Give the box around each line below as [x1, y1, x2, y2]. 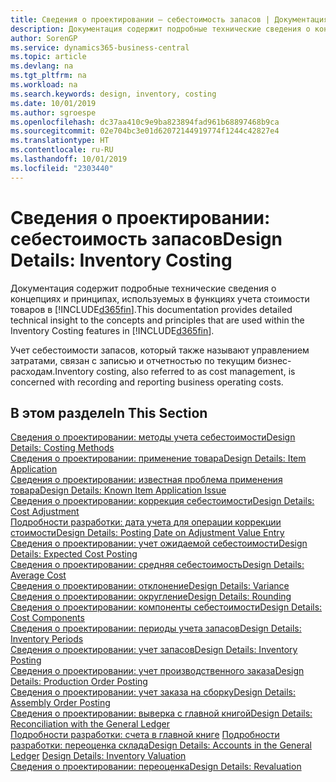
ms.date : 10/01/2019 [10, 98, 97, 108]
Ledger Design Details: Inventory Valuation [10, 750, 187, 762]
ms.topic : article [10, 52, 87, 62]
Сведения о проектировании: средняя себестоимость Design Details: [10, 559, 305, 571]
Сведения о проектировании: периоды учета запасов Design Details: [10, 622, 302, 635]
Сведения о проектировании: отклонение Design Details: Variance [10, 580, 290, 592]
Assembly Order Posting [10, 697, 111, 709]
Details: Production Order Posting [10, 676, 148, 688]
